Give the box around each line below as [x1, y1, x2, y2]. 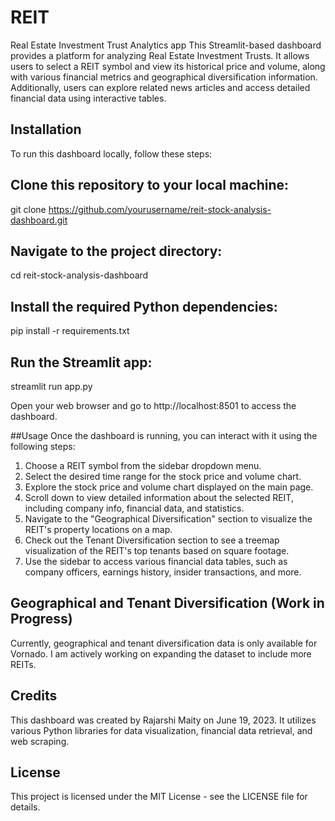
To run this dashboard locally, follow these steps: [10, 147, 213, 160]
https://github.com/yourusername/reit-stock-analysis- [48, 203, 272, 215]
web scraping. [10, 735, 70, 747]
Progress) [10, 611, 73, 628]
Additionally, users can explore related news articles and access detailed [10, 81, 311, 93]
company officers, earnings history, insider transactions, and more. [24, 566, 302, 578]
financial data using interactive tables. [10, 92, 167, 104]
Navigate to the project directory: [10, 242, 223, 260]
